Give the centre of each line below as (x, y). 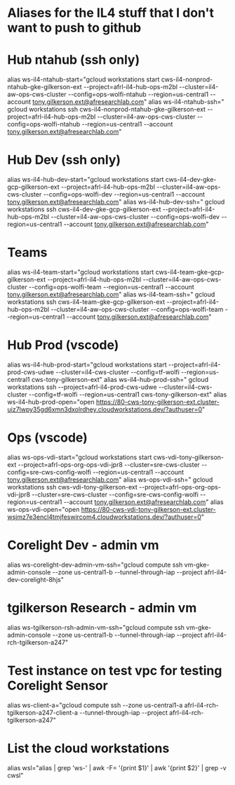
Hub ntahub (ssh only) (74, 60)
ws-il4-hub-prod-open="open (51, 402)
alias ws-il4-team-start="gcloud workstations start (81, 272)
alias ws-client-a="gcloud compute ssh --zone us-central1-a (95, 705)
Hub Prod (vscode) (63, 345)
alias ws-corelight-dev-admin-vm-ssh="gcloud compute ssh (95, 565)
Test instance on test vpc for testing (115, 670)
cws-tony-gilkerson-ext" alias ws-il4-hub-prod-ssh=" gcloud (120, 379)
